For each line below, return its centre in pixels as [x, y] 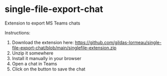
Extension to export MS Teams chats [42, 23]
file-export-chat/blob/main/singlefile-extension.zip [64, 47]
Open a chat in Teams [34, 63]
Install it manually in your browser [46, 58]
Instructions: [17, 32]
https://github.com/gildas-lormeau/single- [118, 42]
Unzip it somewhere [32, 53]
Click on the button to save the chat [48, 69]
